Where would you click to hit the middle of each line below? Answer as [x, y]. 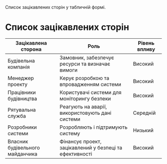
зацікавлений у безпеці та [91, 148]
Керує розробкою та [84, 78]
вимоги [69, 70]
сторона [31, 49]
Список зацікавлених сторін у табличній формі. [55, 7]
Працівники [22, 92]
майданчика [23, 154]
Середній [144, 113]
